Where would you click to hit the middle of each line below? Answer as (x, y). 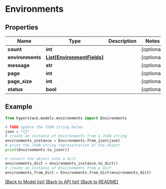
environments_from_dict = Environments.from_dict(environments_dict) (78, 173)
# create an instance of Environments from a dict (58, 168)
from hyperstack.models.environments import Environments (66, 118)
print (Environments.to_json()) (37, 150)
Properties (22, 27)
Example (19, 107)
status (15, 89)
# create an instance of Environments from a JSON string (66, 136)
